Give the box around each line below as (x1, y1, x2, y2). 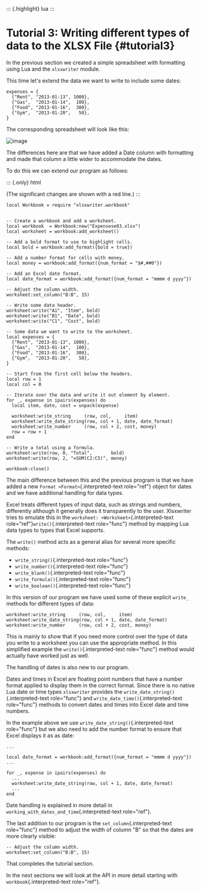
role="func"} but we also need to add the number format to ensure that (6, 725, 182, 732)
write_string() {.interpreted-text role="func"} (14, 556, 128, 563)
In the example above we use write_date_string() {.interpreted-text (6, 719, 174, 726)
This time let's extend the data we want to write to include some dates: (6, 77, 181, 84)
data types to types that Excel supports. (6, 526, 105, 534)
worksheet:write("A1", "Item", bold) (6, 307, 101, 313)
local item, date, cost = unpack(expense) (11, 402, 119, 409)
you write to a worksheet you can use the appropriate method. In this (6, 639, 177, 646)
